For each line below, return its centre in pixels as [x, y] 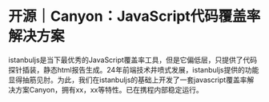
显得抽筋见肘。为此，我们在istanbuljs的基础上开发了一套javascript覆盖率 [128, 80]
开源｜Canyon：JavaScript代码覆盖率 [134, 16]
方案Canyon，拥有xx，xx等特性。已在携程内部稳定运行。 [109, 89]
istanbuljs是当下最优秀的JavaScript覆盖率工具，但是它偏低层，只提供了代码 [133, 60]
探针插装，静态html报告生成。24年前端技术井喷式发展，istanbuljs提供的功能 [134, 69]
